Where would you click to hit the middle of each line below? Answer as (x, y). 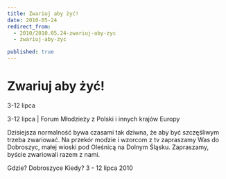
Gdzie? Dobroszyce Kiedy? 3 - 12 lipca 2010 (70, 168)
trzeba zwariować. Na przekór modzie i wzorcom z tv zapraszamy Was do (113, 139)
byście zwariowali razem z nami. (54, 154)
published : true (31, 52)
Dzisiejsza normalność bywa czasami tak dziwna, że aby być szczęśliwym (113, 132)
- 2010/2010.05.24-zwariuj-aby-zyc (65, 33)
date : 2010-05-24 (32, 20)
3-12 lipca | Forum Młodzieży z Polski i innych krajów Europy (94, 119)
